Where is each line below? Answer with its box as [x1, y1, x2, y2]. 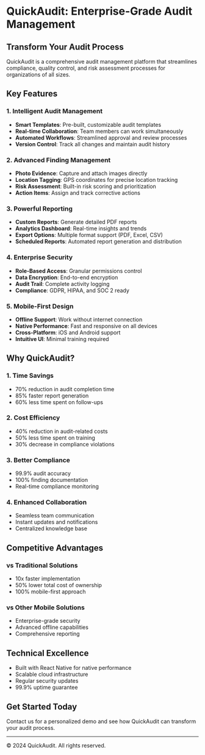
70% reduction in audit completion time [15, 385, 115, 393]
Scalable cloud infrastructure [15, 670, 88, 678]
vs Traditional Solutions [6, 561, 78, 569]
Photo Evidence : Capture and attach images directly [15, 170, 148, 177]
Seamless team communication [15, 512, 95, 519]
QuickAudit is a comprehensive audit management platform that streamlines [6, 58, 197, 65]
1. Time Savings [6, 372, 54, 380]
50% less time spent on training [15, 434, 96, 441]
